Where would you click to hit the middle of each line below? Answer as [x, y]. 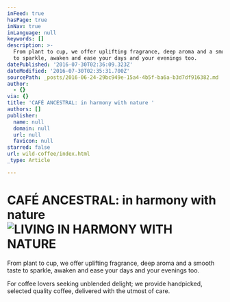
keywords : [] [26, 39]
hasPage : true [27, 20]
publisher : [23, 115]
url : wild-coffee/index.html [49, 154]
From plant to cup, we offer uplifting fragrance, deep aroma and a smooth [111, 263]
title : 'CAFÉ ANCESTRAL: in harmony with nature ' [81, 103]
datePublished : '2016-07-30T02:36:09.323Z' [70, 65]
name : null [29, 122]
